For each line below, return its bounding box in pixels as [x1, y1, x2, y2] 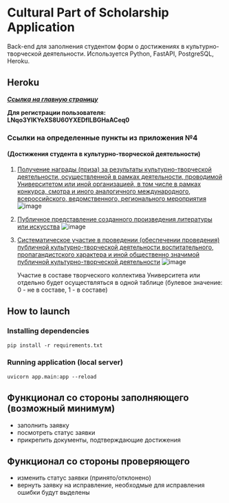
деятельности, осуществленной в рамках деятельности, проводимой [17, 172, 222, 180]
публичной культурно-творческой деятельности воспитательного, [17, 243, 215, 251]
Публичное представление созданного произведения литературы [17, 215, 212, 223]
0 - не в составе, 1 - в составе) [17, 286, 108, 294]
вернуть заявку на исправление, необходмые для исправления [17, 481, 205, 489]
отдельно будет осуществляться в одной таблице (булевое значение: [17, 278, 223, 286]
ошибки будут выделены [17, 489, 91, 497]
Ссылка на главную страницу [7, 95, 98, 103]
